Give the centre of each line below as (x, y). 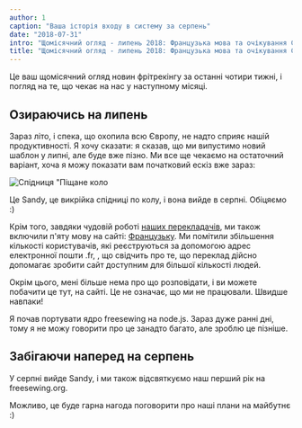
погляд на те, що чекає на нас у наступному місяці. (109, 86)
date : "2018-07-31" (46, 34)
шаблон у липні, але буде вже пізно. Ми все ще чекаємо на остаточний (147, 155)
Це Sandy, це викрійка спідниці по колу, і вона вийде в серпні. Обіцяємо (148, 200)
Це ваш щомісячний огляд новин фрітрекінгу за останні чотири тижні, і (146, 76)
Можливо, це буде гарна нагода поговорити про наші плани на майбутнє (150, 405)
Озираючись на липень (79, 115)
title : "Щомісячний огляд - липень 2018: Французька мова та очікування (148, 51)
